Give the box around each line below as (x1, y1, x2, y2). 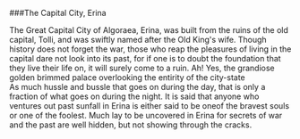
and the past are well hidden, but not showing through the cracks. (9, 119, 253, 130)
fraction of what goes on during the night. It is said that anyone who (9, 91, 260, 102)
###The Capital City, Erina (9, 8, 107, 18)
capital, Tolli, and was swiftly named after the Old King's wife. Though (9, 35, 267, 45)
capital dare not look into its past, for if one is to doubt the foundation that (9, 53, 281, 63)
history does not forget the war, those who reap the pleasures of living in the (9, 44, 292, 54)
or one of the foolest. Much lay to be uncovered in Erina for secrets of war (9, 110, 283, 120)
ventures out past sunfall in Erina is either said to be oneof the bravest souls (9, 101, 289, 110)
